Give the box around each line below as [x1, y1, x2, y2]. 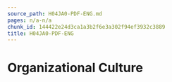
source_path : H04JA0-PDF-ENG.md [7, 10, 102, 18]
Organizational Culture [7, 60, 143, 76]
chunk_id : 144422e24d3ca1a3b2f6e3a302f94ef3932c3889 [7, 23, 166, 30]
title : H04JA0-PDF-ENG [7, 29, 74, 37]
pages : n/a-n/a [7, 17, 52, 24]
